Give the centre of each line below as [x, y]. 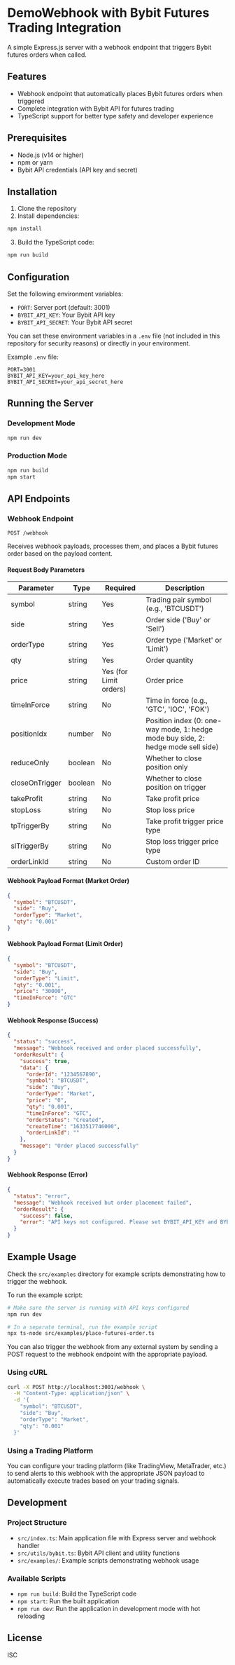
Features [27, 77]
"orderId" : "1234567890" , [63, 1074]
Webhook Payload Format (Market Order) [69, 881]
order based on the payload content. [60, 554]
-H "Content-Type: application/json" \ [72, 1393]
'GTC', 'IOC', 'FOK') [178, 709]
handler [28, 1545]
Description [185, 588]
